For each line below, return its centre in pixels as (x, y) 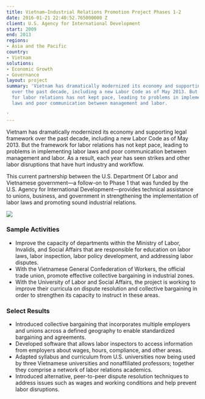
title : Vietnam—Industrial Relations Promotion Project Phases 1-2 (94, 12)
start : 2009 (21, 29)
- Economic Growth (30, 69)
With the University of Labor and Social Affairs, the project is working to (106, 282)
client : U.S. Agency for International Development (73, 23)
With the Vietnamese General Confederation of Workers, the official (100, 269)
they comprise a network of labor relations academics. (84, 370)
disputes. (27, 262)
